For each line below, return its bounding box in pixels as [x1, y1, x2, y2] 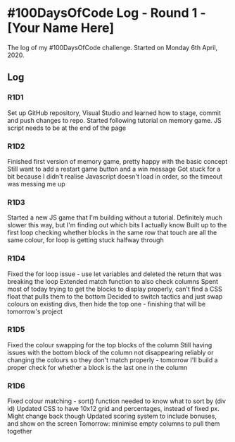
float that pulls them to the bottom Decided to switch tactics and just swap [7, 292, 223, 301]
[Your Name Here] [7, 20, 115, 36]
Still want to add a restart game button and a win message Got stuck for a [7, 165, 221, 173]
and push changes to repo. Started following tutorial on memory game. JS [7, 116, 222, 124]
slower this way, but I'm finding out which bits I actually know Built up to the [7, 221, 227, 229]
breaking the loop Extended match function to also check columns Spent [7, 277, 219, 285]
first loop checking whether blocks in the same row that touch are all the [7, 228, 217, 237]
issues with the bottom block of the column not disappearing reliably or [7, 348, 214, 357]
